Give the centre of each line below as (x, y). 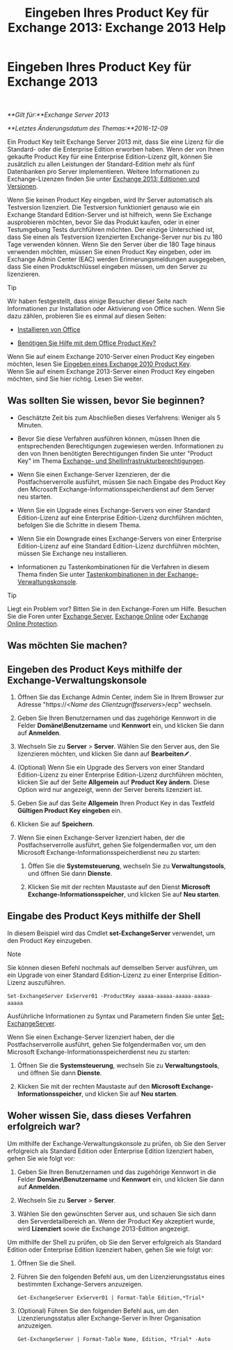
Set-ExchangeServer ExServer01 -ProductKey (71, 996)
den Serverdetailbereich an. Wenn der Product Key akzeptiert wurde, (116, 1221)
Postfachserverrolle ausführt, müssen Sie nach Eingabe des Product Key (121, 482)
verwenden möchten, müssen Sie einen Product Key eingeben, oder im (109, 251)
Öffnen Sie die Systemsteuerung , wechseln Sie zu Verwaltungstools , (118, 1065)
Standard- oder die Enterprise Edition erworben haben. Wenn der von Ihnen (116, 149)
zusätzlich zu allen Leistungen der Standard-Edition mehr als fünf (101, 164)
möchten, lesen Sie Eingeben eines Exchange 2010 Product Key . (99, 364)
